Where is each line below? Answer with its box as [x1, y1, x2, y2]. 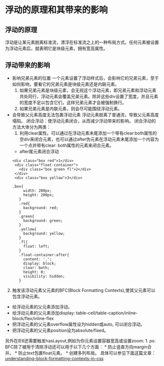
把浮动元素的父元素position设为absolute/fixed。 [12, 327, 109, 333]
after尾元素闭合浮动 [19, 148, 60, 154]
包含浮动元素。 [12, 293, 42, 299]
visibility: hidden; [23, 274, 65, 279]
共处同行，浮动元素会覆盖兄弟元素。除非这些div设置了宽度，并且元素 [19, 93, 159, 99]
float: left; [23, 244, 50, 249]
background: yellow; [23, 231, 65, 236]
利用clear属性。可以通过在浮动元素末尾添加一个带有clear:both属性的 [19, 130, 157, 136]
